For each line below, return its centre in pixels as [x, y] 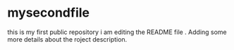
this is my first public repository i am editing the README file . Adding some [117, 32]
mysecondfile [49, 13]
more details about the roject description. [67, 39]
